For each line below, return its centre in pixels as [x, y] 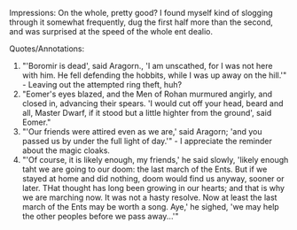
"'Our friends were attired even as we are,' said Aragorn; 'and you [142, 131]
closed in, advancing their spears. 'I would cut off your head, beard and [152, 103]
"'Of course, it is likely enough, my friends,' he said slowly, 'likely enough [155, 160]
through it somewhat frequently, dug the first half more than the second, [141, 22]
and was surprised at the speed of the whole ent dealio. [111, 31]
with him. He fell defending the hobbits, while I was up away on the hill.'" [154, 75]
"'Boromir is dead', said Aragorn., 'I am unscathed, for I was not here [147, 66]
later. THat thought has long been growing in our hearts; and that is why [153, 188]
